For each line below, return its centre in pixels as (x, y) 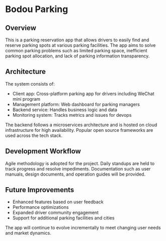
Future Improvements (40, 190)
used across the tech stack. (34, 135)
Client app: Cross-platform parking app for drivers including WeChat (83, 94)
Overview (21, 28)
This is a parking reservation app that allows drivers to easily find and (77, 40)
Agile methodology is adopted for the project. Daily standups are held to (80, 163)
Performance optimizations (40, 207)
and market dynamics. (28, 233)
